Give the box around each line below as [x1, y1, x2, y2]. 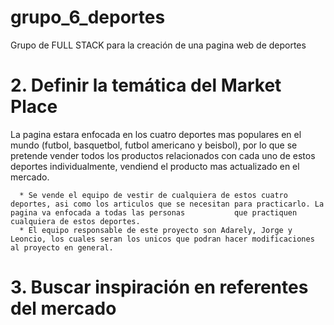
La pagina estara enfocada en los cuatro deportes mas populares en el [10, 128, 302, 140]
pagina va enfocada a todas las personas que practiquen [10, 207, 298, 218]
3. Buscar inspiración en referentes [10, 276, 309, 299]
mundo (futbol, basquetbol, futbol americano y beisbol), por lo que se [10, 139, 298, 151]
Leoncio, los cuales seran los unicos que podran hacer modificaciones [10, 234, 315, 244]
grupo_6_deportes [10, 6, 166, 29]
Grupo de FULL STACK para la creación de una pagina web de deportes [10, 39, 307, 51]
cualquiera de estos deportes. [10, 216, 141, 226]
